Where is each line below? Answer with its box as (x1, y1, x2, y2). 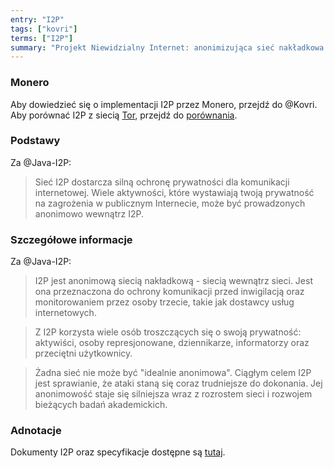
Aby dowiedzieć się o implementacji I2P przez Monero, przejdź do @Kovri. (10, 98, 318, 110)
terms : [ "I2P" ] (10, 33, 74, 43)
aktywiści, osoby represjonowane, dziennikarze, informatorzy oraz (34, 337, 310, 349)
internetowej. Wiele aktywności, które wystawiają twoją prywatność (34, 186, 315, 198)
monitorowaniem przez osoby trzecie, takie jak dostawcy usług (34, 296, 295, 308)
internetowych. (34, 307, 97, 319)
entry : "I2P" (10, 14, 65, 25)
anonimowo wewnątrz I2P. (34, 207, 144, 220)
